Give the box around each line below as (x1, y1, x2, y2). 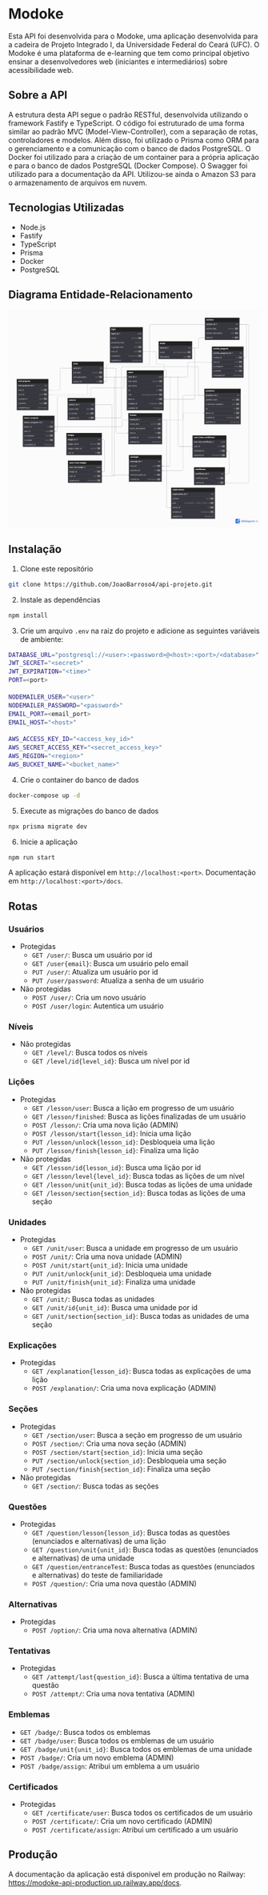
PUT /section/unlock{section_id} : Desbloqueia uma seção (31, 1456, 226, 1465)
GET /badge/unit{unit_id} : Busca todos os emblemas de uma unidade (19, 1744, 253, 1753)
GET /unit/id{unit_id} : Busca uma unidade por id (31, 1302, 198, 1312)
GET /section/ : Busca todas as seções (31, 1481, 159, 1491)
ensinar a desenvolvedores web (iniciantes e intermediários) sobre (8, 57, 228, 66)
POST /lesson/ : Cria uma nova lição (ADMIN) (31, 1120, 178, 1129)
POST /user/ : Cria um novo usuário (31, 993, 146, 1003)
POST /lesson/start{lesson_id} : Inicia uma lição (31, 1128, 192, 1138)
